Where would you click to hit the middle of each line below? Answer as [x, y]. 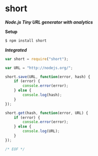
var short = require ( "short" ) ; [37, 59]
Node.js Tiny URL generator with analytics [49, 22]
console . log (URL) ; [41, 131]
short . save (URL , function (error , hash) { [48, 77]
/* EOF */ [15, 149]
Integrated [16, 50]
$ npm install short [26, 40]
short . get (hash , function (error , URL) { [47, 113]
